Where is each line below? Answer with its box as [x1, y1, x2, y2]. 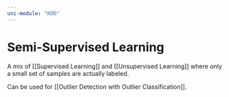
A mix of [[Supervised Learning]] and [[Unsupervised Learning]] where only [7, 62, 222, 70]
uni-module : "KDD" [7, 10, 60, 17]
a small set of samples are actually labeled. [7, 69, 129, 77]
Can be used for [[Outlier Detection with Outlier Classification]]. [7, 83, 187, 91]
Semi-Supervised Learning [7, 39, 164, 55]
